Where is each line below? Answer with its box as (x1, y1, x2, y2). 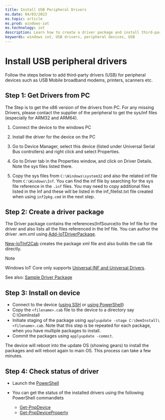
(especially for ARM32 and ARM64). (5, 115, 78, 121)
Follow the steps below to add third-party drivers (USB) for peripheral (5, 72, 146, 78)
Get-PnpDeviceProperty (19, 410, 69, 416)
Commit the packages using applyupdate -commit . (12, 333, 113, 339)
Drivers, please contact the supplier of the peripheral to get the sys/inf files (5, 109, 157, 115)
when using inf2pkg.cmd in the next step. (12, 193, 95, 199)
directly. (5, 246, 22, 252)
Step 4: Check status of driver (5, 367, 99, 375)
